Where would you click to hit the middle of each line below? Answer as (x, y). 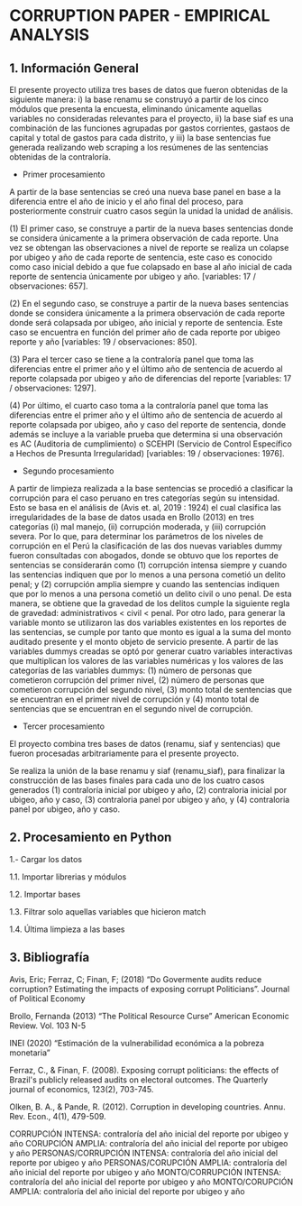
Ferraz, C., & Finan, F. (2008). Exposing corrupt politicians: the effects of (144, 1070)
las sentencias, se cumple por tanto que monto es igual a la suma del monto (150, 632)
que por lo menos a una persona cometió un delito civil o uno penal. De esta (151, 594)
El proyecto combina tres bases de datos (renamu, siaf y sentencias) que (145, 744)
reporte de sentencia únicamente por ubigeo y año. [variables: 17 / (133, 276)
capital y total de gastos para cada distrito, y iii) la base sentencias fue (140, 138)
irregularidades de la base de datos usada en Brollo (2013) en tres (132, 517)
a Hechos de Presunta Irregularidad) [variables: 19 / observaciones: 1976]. (147, 453)
